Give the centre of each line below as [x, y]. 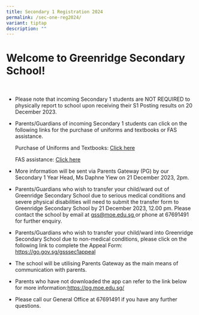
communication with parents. [51, 270]
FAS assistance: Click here [48, 160]
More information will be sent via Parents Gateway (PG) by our [92, 171]
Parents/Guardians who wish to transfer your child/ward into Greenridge [104, 233]
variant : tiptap [26, 23]
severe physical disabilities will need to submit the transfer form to [97, 202]
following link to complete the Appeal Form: [69, 245]
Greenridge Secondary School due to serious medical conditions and [100, 196]
